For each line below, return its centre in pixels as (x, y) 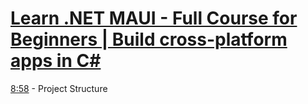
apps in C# (56, 61)
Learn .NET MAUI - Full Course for (154, 18)
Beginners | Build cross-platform (149, 39)
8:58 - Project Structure (59, 88)
